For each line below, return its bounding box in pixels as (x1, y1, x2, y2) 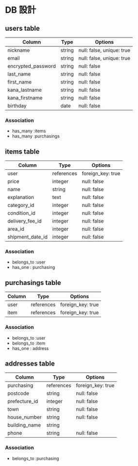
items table (5, 147, 40, 156)
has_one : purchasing (12, 264, 55, 270)
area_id (7, 225, 24, 232)
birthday (7, 102, 27, 109)
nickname (7, 47, 30, 54)
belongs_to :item (12, 340, 46, 346)
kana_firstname (7, 95, 43, 101)
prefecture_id (7, 398, 38, 405)
